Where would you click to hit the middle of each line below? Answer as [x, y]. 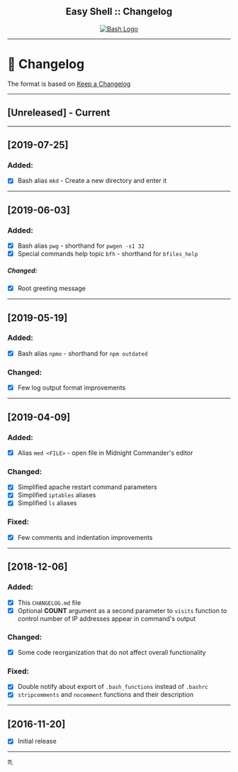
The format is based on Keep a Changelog [69, 84]
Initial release [37, 741]
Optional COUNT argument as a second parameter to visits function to [122, 610]
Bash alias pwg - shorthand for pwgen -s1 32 [81, 246]
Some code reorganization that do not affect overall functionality [112, 652]
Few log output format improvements [72, 388]
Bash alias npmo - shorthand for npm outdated [83, 353]
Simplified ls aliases [47, 503]
